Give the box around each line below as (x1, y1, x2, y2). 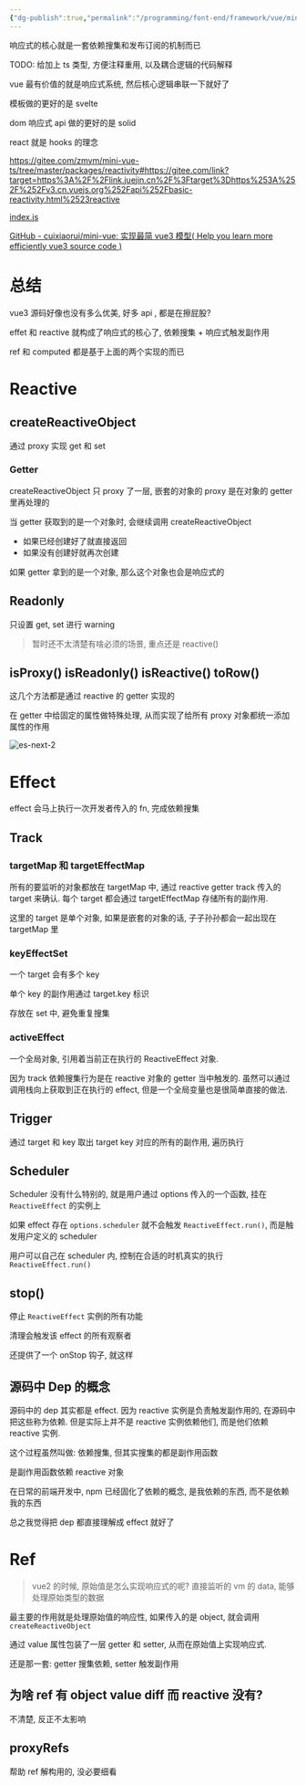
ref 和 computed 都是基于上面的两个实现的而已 (9, 346, 185, 357)
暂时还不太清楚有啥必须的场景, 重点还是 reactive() (31, 638, 219, 649)
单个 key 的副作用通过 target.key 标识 (9, 988, 149, 1000)
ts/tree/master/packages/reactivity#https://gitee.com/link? (9, 164, 229, 175)
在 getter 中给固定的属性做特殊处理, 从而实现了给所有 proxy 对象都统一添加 (9, 709, 291, 721)
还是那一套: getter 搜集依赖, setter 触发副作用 (9, 1658, 179, 1669)
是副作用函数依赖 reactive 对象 (9, 1466, 125, 1477)
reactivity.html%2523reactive (9, 194, 120, 205)
